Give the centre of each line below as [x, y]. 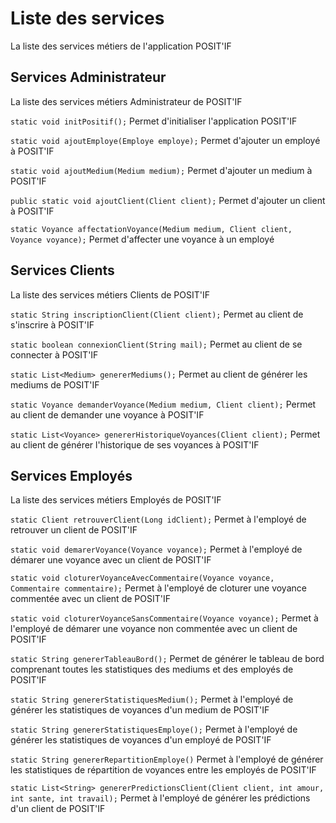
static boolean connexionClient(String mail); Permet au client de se [156, 344]
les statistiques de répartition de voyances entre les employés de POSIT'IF [163, 770]
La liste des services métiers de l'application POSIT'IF [121, 46]
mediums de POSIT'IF [55, 384]
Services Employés [71, 475]
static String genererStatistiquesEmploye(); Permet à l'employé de [154, 729]
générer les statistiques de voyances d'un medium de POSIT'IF [140, 710]
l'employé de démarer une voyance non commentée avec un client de [154, 629]
